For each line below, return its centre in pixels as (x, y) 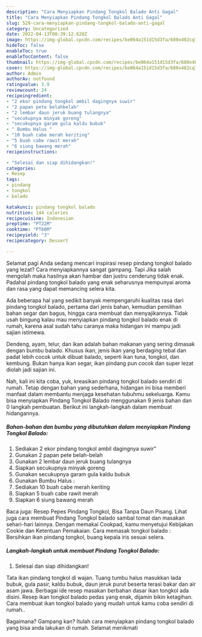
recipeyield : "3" (28, 235)
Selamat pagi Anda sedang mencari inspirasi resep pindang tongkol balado (99, 263)
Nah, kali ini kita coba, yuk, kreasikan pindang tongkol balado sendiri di (94, 381)
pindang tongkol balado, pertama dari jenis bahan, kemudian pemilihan (94, 306)
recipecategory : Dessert (37, 241)
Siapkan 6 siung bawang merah (54, 500)
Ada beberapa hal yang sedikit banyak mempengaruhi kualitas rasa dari (95, 300)
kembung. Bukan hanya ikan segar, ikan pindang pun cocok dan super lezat (100, 363)
